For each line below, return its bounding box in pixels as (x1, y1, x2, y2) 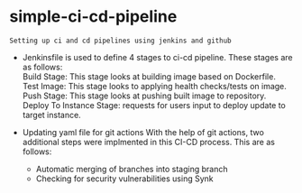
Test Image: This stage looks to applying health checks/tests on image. (22, 80, 287, 91)
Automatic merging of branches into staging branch (35, 163, 228, 174)
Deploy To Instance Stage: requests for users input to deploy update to (22, 99, 287, 110)
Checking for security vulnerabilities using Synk (35, 173, 214, 184)
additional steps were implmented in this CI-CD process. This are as (22, 136, 275, 147)
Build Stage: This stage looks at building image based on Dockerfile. (22, 70, 277, 82)
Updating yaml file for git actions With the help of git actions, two (22, 126, 264, 137)
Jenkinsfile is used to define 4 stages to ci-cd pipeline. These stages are (22, 51, 293, 62)
